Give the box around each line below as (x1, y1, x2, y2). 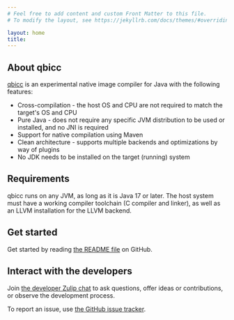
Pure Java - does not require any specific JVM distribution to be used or (17, 116, 225, 124)
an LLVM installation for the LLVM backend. (7, 206, 132, 215)
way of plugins (17, 146, 61, 154)
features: (7, 88, 33, 96)
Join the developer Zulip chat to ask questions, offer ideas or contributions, (7, 284, 224, 292)
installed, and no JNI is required (17, 123, 109, 132)
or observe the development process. (7, 291, 116, 300)
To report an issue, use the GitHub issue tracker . (7, 305, 146, 313)
